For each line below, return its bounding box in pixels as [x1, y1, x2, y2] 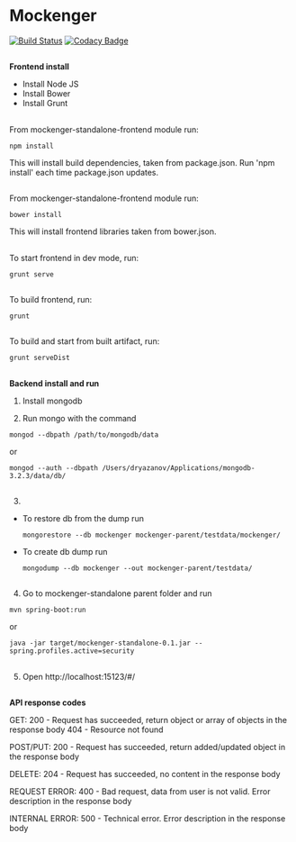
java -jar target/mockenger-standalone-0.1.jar [9, 638, 192, 648]
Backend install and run [9, 377, 100, 388]
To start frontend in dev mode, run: [9, 252, 139, 263]
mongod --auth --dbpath [9, 463, 99, 473]
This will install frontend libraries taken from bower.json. [9, 226, 217, 237]
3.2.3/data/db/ [9, 471, 67, 480]
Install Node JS [22, 78, 79, 90]
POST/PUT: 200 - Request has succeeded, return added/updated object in [9, 742, 286, 753]
